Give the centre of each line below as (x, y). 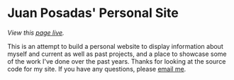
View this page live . (36, 33)
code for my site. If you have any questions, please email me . (97, 69)
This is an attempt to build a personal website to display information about (115, 46)
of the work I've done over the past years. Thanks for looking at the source (117, 61)
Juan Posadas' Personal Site (93, 13)
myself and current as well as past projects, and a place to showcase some (117, 54)
